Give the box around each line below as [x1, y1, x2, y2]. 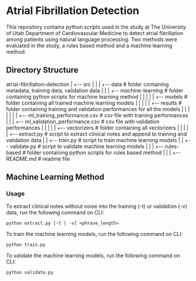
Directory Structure [6, 65, 79, 75]
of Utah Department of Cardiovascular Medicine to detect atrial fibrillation [6, 29, 184, 36]
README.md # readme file [6, 155, 70, 162]
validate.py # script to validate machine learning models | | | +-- [9, 143, 164, 150]
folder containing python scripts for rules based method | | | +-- [27, 149, 181, 156]
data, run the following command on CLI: [6, 209, 104, 216]
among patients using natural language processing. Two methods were [6, 36, 177, 43]
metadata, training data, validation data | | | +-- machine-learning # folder [6, 86, 184, 94]
